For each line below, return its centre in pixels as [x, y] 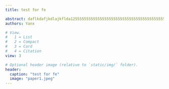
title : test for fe [26, 10]
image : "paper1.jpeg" [32, 79]
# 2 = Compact [22, 42]
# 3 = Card [19, 46]
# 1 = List [19, 37]
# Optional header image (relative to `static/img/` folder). [72, 65]
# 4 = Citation [23, 51]
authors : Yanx [20, 23]
